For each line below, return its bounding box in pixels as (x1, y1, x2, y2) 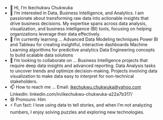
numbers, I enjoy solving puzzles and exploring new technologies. (9, 109, 145, 115)
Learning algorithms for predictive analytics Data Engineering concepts (9, 47, 155, 53)
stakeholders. (9, 78, 38, 84)
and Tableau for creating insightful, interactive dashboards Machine (9, 42, 148, 47)
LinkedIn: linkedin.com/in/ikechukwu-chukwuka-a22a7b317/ (9, 91, 133, 97)
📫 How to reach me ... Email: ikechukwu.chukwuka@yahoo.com (9, 84, 142, 90)
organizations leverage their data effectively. (9, 31, 101, 37)
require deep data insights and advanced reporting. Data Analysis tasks (9, 62, 156, 68)
